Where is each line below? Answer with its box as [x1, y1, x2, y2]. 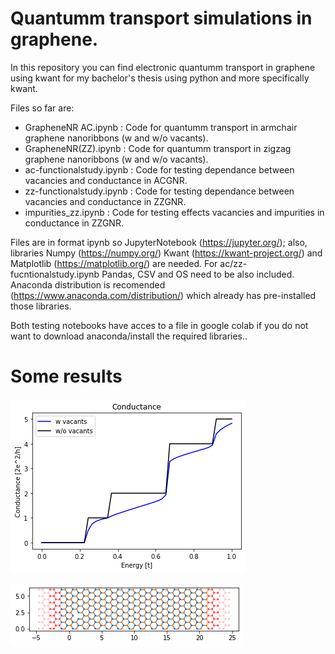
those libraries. [10, 300, 72, 312]
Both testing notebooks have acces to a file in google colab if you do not [10, 319, 309, 331]
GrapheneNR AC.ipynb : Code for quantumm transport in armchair [24, 121, 298, 133]
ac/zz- [219, 257, 248, 269]
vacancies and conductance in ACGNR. [24, 174, 188, 186]
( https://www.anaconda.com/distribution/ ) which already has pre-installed [10, 289, 317, 301]
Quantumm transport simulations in [10, 7, 313, 30]
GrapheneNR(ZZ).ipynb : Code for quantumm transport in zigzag [24, 142, 292, 154]
